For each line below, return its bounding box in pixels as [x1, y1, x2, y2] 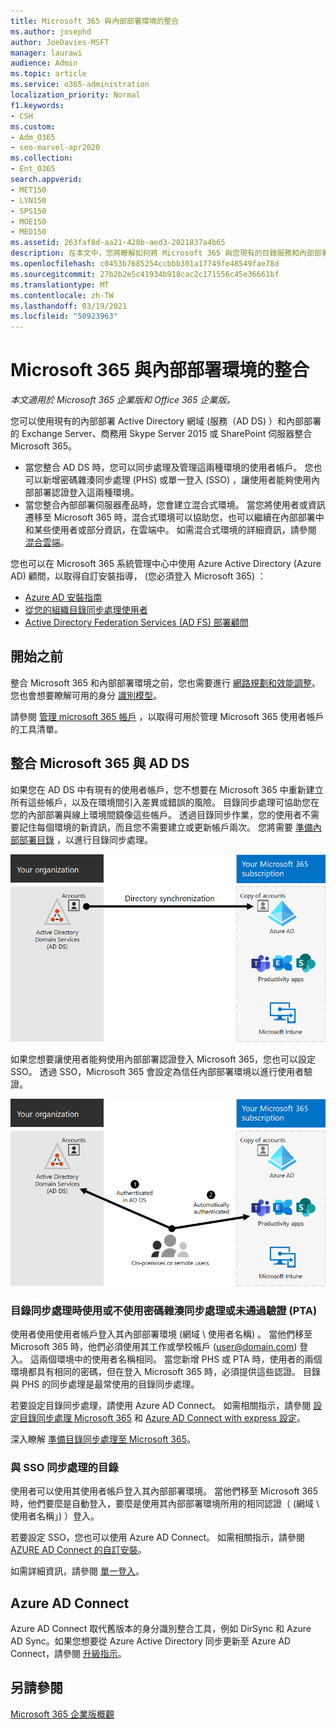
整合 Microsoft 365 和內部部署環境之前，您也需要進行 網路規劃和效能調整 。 [10, 676, 321, 689]
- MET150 [10, 185, 47, 195]
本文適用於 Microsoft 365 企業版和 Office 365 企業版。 [10, 394, 236, 406]
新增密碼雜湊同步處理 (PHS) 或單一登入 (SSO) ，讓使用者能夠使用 [42, 474, 312, 486]
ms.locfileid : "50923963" [10, 311, 118, 322]
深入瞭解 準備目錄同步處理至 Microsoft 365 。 [10, 1433, 196, 1445]
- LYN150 [10, 195, 47, 205]
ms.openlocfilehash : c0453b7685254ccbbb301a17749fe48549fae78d [10, 259, 280, 269]
